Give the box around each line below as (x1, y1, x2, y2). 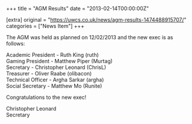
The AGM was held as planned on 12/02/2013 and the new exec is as (6, 34, 174, 40)
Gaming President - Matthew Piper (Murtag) (6, 58, 113, 64)
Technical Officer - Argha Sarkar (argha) (6, 76, 104, 83)
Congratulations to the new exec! (6, 94, 87, 101)
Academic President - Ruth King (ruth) (6, 51, 99, 58)
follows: (6, 40, 25, 47)
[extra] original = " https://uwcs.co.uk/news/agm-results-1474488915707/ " (6, 16, 187, 23)
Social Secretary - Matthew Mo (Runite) (6, 82, 102, 89)
